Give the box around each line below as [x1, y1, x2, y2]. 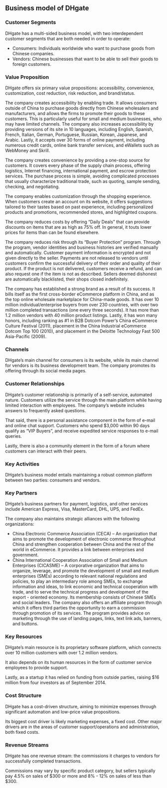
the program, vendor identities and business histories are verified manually [5, 244, 159, 250]
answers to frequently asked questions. [5, 407, 86, 413]
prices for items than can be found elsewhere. [5, 229, 99, 235]
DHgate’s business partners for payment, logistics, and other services [5, 501, 148, 507]
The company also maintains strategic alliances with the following [5, 516, 140, 522]
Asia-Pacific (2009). [5, 333, 47, 339]
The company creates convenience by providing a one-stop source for [5, 157, 150, 163]
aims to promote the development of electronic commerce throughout [12, 536, 156, 542]
